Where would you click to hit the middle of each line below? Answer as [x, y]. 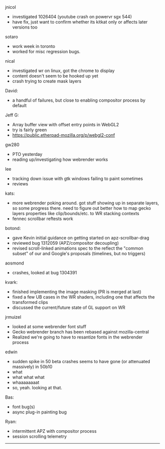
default [19, 105]
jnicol [11, 7]
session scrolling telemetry [40, 436]
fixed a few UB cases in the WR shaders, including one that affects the [83, 297]
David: [12, 91]
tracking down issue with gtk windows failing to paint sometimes [78, 179]
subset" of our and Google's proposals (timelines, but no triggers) [79, 253]
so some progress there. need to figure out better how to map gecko [82, 208]
